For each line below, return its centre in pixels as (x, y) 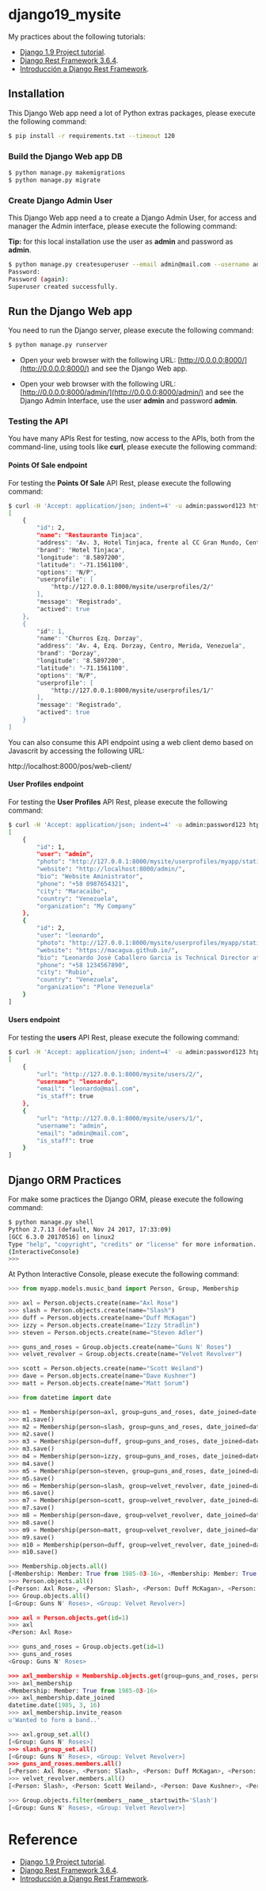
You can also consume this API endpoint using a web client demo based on (131, 742)
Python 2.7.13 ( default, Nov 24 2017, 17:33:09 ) (90, 1229)
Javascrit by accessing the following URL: (76, 751)
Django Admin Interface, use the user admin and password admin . (128, 401)
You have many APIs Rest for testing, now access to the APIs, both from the (131, 439)
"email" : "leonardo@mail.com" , (88, 1089)
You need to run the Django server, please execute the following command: (131, 330)
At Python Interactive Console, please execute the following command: (124, 1274)
